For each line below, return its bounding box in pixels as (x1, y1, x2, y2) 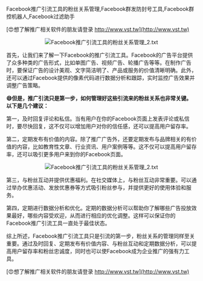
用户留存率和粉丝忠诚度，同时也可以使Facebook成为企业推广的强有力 (11, 248, 184, 254)
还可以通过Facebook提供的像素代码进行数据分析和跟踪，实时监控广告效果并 (6, 74, 195, 81)
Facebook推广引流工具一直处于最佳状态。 (6, 220, 111, 226)
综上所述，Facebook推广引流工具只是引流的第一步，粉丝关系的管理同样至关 (6, 233, 195, 239)
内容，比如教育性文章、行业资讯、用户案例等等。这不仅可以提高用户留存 (16, 143, 197, 150)
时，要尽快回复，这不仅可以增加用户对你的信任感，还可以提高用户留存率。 (6, 123, 192, 130)
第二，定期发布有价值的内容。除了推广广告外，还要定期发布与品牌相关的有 (6, 136, 192, 142)
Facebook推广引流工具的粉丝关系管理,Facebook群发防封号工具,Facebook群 (6, 5, 195, 12)
